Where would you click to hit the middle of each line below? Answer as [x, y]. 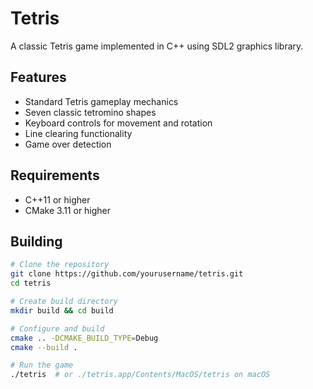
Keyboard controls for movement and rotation [118, 123]
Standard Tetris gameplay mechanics [101, 101]
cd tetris [31, 283]
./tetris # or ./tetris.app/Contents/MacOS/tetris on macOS [140, 375]
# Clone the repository [60, 265]
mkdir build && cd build [62, 310]
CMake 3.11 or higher [68, 210]
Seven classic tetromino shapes [90, 112]
